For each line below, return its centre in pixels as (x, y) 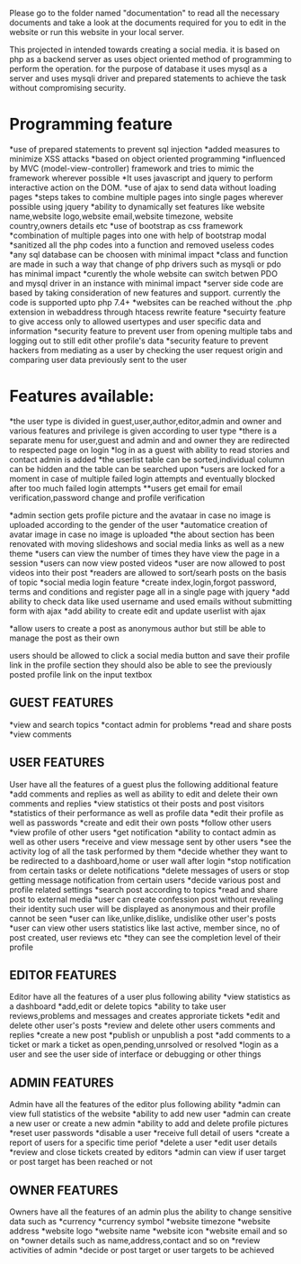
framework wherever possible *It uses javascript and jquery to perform (142, 177)
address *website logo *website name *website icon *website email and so (148, 1231)
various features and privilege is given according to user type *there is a (143, 431)
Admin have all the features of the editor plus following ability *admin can (145, 1105)
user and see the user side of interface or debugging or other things (136, 1054)
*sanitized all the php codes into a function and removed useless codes (142, 245)
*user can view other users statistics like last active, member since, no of (145, 928)
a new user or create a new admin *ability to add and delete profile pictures (149, 1123)
